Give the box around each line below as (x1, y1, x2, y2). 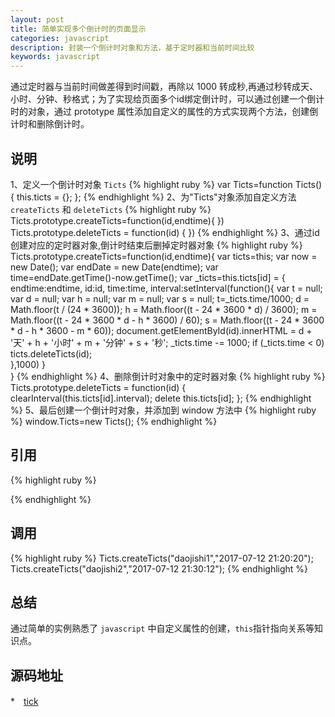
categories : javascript (10, 33, 110, 43)
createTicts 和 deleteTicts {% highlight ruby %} (10, 203, 212, 215)
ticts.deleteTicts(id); (10, 347, 93, 360)
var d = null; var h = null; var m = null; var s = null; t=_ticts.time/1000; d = (10, 292, 310, 305)
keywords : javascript (10, 52, 101, 62)
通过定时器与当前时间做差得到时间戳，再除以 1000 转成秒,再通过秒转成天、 (10, 81, 319, 93)
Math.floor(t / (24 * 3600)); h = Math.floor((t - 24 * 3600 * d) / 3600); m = (10, 303, 318, 315)
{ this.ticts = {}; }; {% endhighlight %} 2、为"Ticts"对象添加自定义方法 (10, 191, 297, 203)
